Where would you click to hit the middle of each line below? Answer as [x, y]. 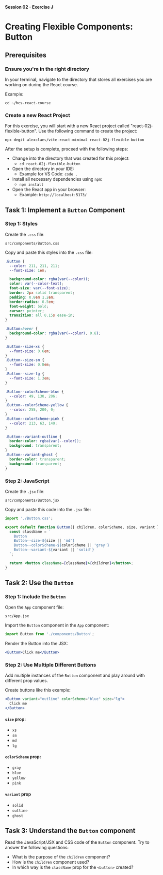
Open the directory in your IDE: [43, 169]
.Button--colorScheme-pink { [34, 418]
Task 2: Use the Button [40, 583]
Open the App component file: [34, 607]
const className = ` [30, 532]
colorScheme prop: [23, 757]
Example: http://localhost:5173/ [53, 195]
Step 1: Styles [21, 224]
